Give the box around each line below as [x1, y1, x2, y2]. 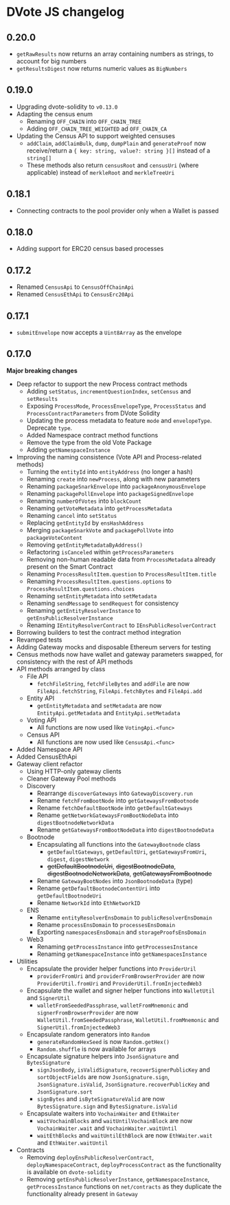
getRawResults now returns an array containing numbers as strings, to [16, 50, 214, 58]
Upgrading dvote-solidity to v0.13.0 [16, 102, 118, 111]
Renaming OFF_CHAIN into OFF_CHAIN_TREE [26, 117, 142, 125]
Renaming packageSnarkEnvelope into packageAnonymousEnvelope [26, 482, 207, 490]
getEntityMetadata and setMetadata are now [36, 701, 162, 709]
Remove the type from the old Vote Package [26, 438, 152, 446]
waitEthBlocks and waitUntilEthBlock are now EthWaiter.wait [36, 1131, 213, 1139]
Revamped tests [16, 636, 62, 644]
